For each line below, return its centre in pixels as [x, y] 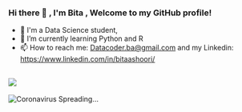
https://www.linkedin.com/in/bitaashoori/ [87, 59]
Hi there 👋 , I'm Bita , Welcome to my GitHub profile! [110, 13]
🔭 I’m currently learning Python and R [81, 38]
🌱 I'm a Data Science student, [69, 30]
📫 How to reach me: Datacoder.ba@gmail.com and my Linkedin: [127, 48]
